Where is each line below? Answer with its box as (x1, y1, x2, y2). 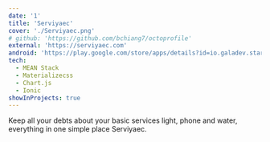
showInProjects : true (8, 94, 81, 102)
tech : (8, 57, 27, 65)
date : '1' (8, 11, 42, 20)
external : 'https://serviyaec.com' (8, 42, 128, 50)
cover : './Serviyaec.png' (8, 26, 95, 34)
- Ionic (15, 86, 42, 95)
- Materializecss (15, 71, 74, 79)
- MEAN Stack (15, 64, 59, 72)
